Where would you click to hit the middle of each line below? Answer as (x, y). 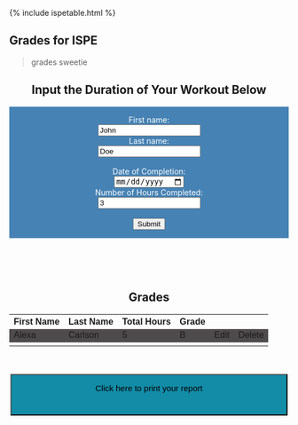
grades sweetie (59, 62)
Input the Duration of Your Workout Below (149, 90)
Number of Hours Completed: (149, 192)
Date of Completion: (149, 171)
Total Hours (146, 321)
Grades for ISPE (54, 40)
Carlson (83, 334)
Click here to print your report (149, 388)
